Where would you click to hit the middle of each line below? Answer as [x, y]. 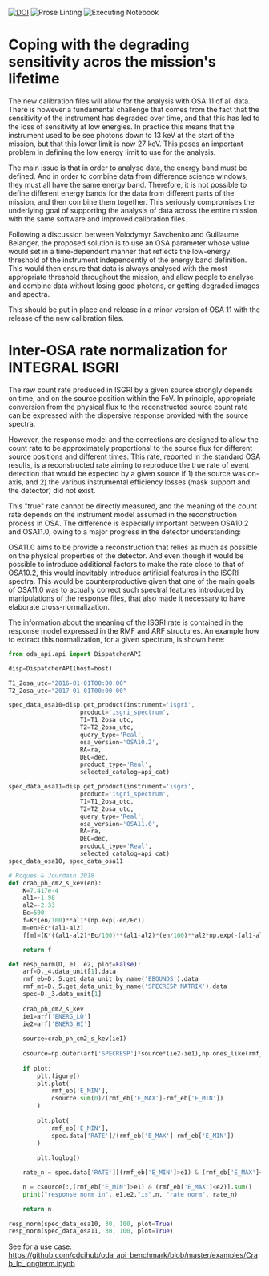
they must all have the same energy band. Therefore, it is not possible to [128, 184]
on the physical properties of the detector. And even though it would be [126, 555]
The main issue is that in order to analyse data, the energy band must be [128, 168]
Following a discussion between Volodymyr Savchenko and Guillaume [123, 234]
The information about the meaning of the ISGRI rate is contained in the [126, 622]
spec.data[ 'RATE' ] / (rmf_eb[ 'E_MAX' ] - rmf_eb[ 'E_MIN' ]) [143, 1136]
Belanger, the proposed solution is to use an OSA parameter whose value [129, 243]
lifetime [34, 79]
